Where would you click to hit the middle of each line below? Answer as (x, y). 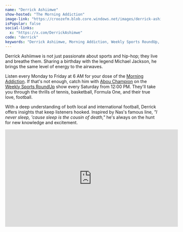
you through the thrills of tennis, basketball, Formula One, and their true (78, 92)
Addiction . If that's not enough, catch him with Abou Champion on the (76, 81)
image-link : (17, 19)
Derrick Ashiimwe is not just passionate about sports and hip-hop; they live (81, 56)
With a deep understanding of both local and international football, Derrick (81, 106)
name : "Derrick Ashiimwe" (32, 10)
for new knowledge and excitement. (41, 122)
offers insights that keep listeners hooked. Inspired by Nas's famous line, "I (81, 112)
